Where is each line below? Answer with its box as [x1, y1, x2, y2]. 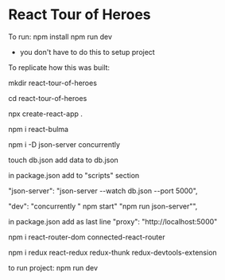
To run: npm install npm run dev [8, 32, 113, 41]
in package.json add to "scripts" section [8, 170, 140, 180]
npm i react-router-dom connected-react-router [8, 232, 165, 242]
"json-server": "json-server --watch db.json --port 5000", [8, 185, 198, 196]
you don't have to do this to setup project [19, 47, 155, 56]
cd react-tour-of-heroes [8, 93, 87, 103]
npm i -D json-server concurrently [8, 139, 121, 149]
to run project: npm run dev [8, 262, 98, 272]
